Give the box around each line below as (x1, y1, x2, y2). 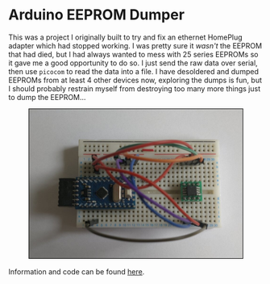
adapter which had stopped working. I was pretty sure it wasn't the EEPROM (8, 40, 263, 50)
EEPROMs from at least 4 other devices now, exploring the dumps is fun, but (8, 75, 262, 85)
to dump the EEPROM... (8, 92, 86, 102)
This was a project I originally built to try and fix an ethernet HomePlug (8, 32, 243, 42)
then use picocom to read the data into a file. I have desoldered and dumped (8, 66, 260, 76)
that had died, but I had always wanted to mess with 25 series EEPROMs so (8, 49, 259, 59)
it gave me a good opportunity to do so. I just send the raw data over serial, (8, 58, 258, 68)
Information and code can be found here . (8, 266, 145, 276)
